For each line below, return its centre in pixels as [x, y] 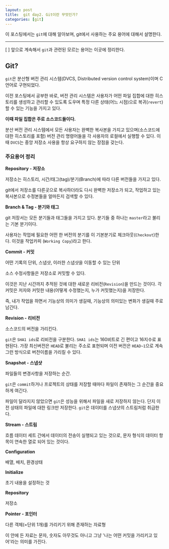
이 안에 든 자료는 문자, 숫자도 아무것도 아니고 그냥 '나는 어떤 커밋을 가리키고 [79, 535]
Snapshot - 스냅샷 [24, 363]
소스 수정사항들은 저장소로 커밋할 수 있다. [46, 273]
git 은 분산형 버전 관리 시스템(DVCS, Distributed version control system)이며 [82, 79]
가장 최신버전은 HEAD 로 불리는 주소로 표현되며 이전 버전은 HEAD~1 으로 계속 [92, 346]
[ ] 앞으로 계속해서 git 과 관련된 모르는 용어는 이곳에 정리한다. [65, 50]
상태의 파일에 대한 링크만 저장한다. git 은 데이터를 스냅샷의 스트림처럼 [78, 408]
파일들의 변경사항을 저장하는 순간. [38, 373]
